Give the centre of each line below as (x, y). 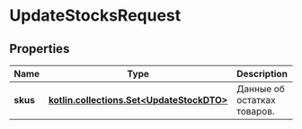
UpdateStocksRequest (95, 16)
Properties (40, 49)
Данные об (261, 89)
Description (262, 74)
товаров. (256, 111)
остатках (256, 100)
